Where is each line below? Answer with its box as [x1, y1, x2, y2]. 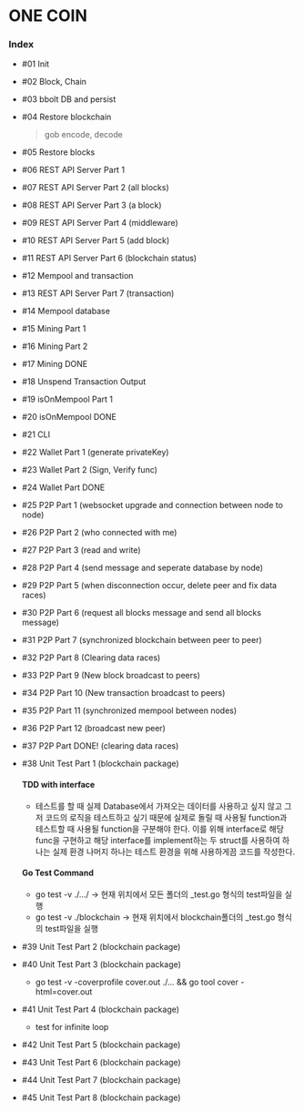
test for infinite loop [35, 1021, 109, 1032]
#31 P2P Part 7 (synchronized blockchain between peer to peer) [21, 635, 263, 646]
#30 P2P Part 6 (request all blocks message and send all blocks [21, 607, 261, 618]
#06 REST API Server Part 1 [21, 165, 125, 176]
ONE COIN [8, 5, 88, 26]
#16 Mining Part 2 [21, 341, 88, 352]
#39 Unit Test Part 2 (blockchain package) [21, 941, 181, 952]
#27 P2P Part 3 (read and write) [21, 545, 142, 556]
